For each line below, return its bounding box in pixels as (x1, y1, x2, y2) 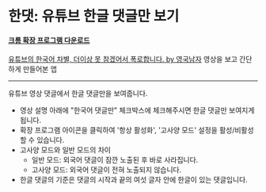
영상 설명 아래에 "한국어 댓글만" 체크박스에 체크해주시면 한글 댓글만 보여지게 (19, 106, 255, 115)
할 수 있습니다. (19, 136, 65, 145)
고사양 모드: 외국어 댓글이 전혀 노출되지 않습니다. (31, 165, 182, 175)
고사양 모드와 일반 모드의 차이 (19, 145, 111, 155)
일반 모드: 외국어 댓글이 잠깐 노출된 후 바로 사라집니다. (31, 156, 199, 165)
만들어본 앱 (22, 64, 58, 74)
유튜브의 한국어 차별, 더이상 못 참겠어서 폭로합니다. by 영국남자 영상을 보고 (8, 55, 237, 64)
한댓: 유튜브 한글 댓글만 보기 (8, 7, 180, 25)
